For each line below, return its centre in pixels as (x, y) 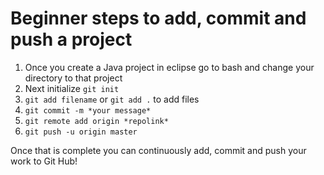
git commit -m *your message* (88, 110)
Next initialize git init (72, 88)
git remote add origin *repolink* (96, 121)
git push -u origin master (81, 132)
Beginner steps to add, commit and (158, 18)
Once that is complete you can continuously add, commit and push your (158, 150)
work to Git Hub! (44, 161)
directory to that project (73, 78)
